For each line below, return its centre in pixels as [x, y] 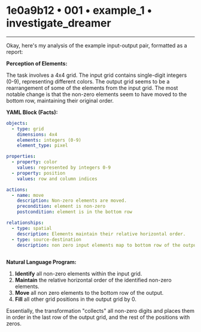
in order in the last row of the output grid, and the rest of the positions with [98, 317]
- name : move [28, 195]
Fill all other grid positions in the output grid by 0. [75, 299]
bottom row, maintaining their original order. [60, 100]
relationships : [25, 223]
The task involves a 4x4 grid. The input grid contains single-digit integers [97, 75]
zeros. [14, 324]
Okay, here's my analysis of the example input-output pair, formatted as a [97, 45]
